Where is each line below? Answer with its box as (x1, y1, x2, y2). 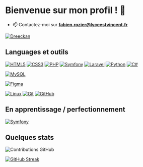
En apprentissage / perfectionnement (5, 105, 125, 114)
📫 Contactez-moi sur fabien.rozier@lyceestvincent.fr (12, 21, 128, 27)
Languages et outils (5, 48, 69, 57)
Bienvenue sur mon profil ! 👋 (5, 5, 126, 16)
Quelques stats (5, 133, 54, 142)
